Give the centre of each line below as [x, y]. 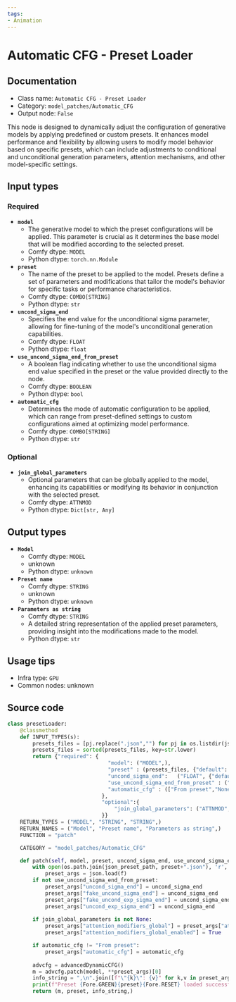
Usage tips [31, 661]
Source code [36, 708]
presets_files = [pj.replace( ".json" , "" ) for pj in [110, 743]
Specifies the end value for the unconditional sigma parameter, [119, 319]
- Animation [25, 20]
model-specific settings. [42, 164]
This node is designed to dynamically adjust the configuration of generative [117, 127]
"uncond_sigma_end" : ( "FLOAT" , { [160, 776]
